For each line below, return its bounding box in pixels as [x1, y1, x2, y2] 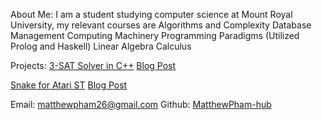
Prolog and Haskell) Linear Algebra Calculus [10, 40, 192, 52]
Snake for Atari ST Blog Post [10, 79, 128, 91]
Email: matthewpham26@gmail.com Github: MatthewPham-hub [10, 99, 272, 110]
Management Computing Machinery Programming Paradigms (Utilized [10, 30, 300, 41]
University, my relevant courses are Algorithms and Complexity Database [10, 19, 312, 31]
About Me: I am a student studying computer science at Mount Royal [10, 9, 293, 20]
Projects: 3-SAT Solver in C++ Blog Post [10, 60, 177, 71]
